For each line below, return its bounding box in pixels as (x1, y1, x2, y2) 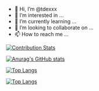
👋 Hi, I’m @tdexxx (14, 6, 57, 12)
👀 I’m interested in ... (14, 12, 64, 19)
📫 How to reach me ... (14, 31, 69, 37)
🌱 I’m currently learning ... (14, 18, 77, 24)
